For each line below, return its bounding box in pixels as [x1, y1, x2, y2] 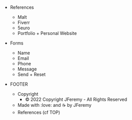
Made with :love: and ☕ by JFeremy [17, 102, 92, 108]
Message [17, 66, 37, 72]
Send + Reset [17, 71, 46, 77]
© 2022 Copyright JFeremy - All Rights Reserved [25, 96, 127, 102]
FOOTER [10, 81, 28, 87]
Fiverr [17, 20, 30, 25]
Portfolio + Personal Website [17, 30, 77, 36]
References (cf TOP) [17, 109, 60, 115]
